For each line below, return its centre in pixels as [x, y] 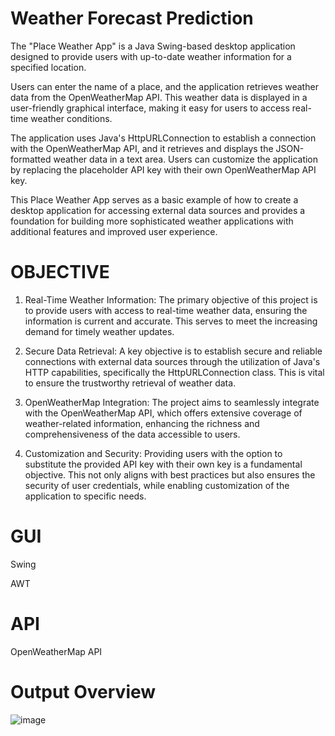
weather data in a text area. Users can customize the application [186, 159]
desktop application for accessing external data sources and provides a [158, 210]
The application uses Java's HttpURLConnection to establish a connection [163, 138]
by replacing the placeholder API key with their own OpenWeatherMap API [163, 169]
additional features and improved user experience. [114, 231]
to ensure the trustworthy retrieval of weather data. [130, 383]
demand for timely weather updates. [99, 331]
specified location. [48, 67]
